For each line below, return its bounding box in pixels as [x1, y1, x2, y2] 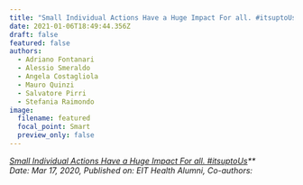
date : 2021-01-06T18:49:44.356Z [9, 22, 131, 31]
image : [9, 106, 34, 115]
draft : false [9, 30, 59, 39]
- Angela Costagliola [17, 72, 99, 81]
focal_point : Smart [17, 123, 91, 132]
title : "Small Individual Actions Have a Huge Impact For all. [9, 13, 252, 23]
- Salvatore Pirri [17, 88, 87, 97]
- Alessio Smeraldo [17, 64, 91, 73]
